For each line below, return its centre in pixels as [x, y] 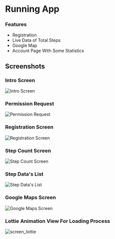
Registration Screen [29, 127]
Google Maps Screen [31, 198]
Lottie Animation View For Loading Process [58, 221]
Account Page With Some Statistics [48, 51]
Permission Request [29, 104]
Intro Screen [20, 80]
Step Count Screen [28, 150]
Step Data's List [24, 174]
